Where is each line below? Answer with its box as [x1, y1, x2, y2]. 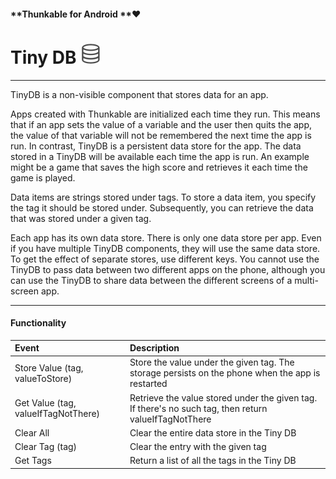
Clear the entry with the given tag [129, 441, 267, 453]
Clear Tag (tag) [14, 441, 78, 453]
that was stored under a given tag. [10, 212, 152, 224]
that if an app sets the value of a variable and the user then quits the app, [10, 118, 313, 130]
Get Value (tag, [14, 397, 77, 409]
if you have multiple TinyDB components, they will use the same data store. [10, 242, 321, 254]
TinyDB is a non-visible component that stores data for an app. [10, 88, 269, 100]
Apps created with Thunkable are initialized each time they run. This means [10, 108, 321, 120]
